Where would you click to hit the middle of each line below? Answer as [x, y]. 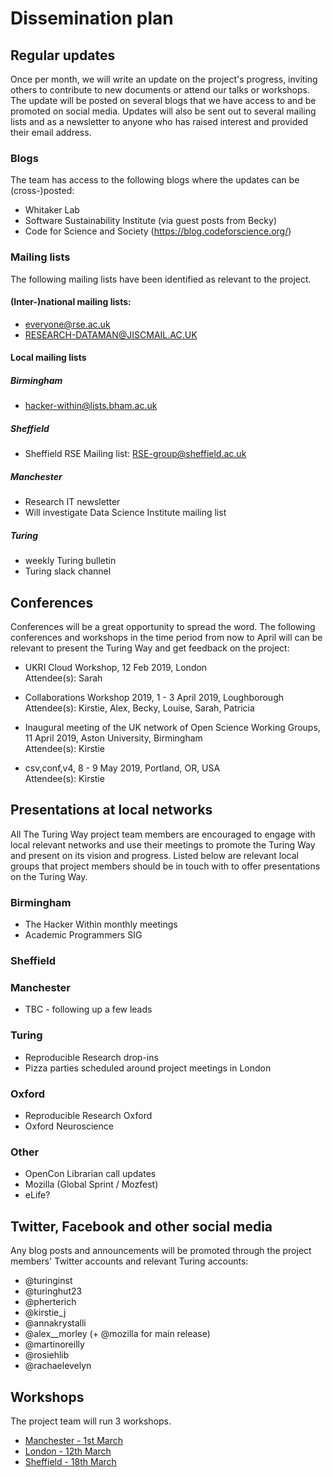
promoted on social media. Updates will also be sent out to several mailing [163, 111]
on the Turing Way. [49, 876]
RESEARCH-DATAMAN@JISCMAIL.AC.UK [111, 334]
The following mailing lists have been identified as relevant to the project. [161, 279]
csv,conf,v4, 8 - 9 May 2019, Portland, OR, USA [122, 768]
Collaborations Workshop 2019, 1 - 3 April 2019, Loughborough [154, 698]
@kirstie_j [45, 1313]
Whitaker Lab [52, 210]
